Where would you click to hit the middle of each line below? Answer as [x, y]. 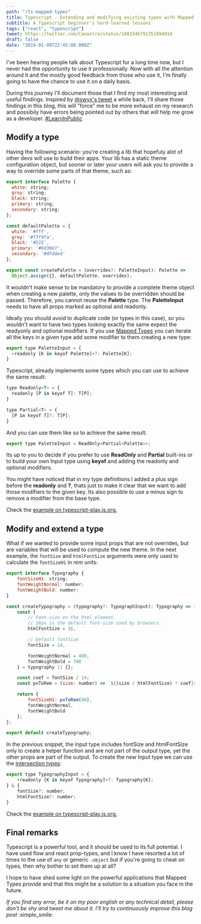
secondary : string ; [36, 210]
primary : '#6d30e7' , [37, 248]
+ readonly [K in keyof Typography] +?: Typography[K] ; [85, 780]
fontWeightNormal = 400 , [59, 656]
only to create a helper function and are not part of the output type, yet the [98, 751]
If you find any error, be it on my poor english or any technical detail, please [100, 902]
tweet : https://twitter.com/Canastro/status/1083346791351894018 [89, 34]
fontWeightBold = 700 [55, 662]
